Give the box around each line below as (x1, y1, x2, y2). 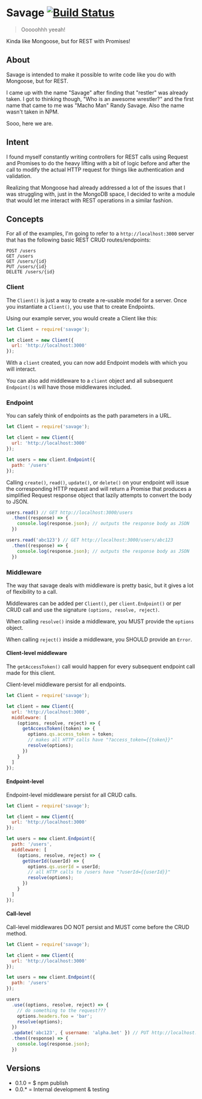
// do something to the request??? (17, 1007, 106, 1014)
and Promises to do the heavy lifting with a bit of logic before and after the (6, 159, 191, 166)
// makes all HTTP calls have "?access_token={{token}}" (28, 737, 173, 743)
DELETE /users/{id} (6, 269, 55, 275)
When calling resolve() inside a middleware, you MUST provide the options (6, 618, 194, 625)
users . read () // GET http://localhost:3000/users (6, 510, 133, 516)
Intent (6, 137, 29, 147)
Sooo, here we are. (6, 120, 54, 127)
